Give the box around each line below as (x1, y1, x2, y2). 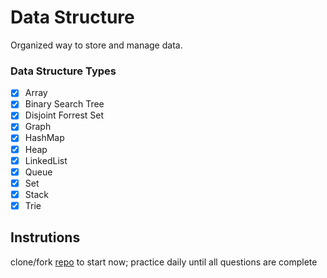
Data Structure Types (10, 64, 117, 78)
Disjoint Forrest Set (24, 109, 105, 121)
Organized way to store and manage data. (10, 39, 183, 51)
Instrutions (10, 229, 81, 246)
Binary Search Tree (24, 98, 105, 110)
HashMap (24, 132, 65, 144)
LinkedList (24, 154, 68, 166)
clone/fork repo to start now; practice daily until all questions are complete (10, 256, 318, 268)
